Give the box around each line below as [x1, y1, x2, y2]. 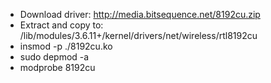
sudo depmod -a [19, 51, 90, 63]
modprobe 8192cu [19, 62, 96, 73]
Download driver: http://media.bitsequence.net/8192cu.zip [19, 9, 261, 20]
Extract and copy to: [19, 19, 104, 31]
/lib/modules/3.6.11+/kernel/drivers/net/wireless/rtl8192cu [19, 30, 258, 41]
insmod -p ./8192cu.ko [19, 40, 113, 52]
